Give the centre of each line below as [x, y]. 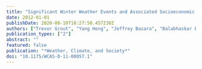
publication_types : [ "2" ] [38, 34]
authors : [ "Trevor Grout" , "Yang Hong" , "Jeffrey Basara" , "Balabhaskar [99, 28]
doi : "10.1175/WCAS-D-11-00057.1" [50, 56]
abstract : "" [23, 40]
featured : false [26, 46]
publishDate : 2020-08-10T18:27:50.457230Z [60, 23]
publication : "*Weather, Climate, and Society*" [68, 51]
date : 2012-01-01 [28, 17]
